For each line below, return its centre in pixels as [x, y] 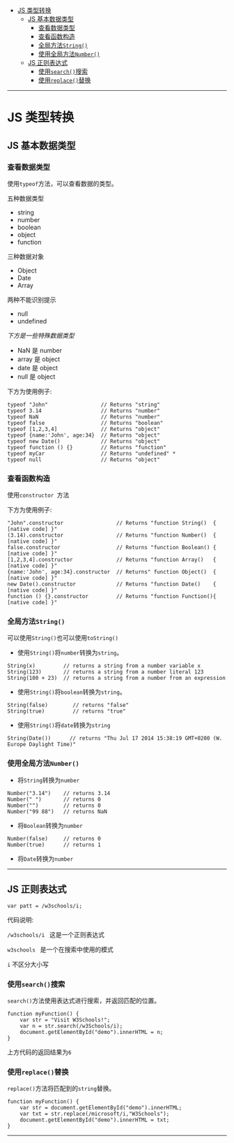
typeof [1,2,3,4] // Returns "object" [84, 429]
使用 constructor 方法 [38, 495]
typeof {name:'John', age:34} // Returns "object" [84, 435]
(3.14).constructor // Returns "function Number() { [112, 536]
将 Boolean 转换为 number [50, 825]
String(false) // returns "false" [68, 705]
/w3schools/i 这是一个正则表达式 [56, 934]
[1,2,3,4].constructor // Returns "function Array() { [112, 560]
